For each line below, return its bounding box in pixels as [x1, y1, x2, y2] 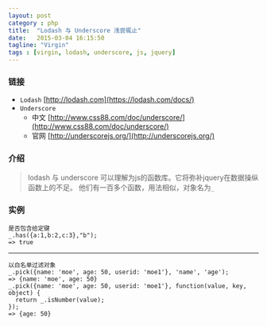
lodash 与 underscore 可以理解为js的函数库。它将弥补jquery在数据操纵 [27, 173, 259, 182]
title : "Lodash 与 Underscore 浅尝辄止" [8, 26, 141, 34]
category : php [8, 19, 59, 27]
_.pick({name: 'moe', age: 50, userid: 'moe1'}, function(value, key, [8, 281, 247, 290]
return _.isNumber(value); [15, 296, 105, 304]
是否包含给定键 [8, 224, 50, 232]
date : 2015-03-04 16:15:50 [8, 33, 105, 42]
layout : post [8, 11, 52, 20]
